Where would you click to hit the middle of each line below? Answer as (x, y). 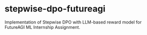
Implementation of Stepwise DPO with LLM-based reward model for (73, 22)
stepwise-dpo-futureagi (55, 9)
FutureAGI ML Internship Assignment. (43, 27)
